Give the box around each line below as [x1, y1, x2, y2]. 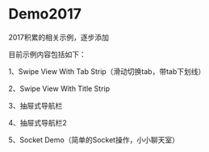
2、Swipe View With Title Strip [8, 84, 111, 93]
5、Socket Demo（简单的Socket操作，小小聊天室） [8, 134, 180, 145]
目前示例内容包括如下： [8, 49, 86, 59]
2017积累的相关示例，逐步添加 [8, 32, 109, 42]
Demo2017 [8, 5, 82, 23]
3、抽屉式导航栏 [8, 101, 63, 110]
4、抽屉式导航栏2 [8, 117, 67, 127]
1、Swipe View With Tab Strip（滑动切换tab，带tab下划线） [8, 66, 206, 76]
